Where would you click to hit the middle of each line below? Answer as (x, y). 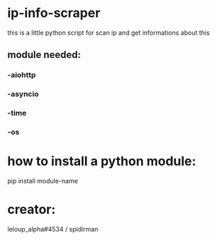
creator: (32, 210)
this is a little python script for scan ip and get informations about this (109, 33)
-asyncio (23, 94)
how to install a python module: (102, 161)
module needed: (44, 55)
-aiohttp (22, 75)
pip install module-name (43, 181)
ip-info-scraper (54, 13)
